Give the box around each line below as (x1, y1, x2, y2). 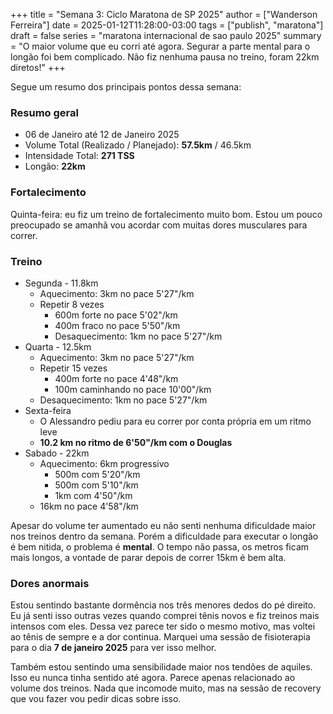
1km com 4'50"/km (54, 489, 133, 501)
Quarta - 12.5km (24, 340, 92, 353)
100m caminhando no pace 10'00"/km (54, 383, 212, 395)
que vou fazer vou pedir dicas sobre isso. (10, 693, 182, 705)
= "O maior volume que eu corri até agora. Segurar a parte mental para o (10, 40, 311, 52)
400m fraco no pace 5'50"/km (54, 319, 181, 331)
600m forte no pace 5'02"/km (54, 309, 178, 321)
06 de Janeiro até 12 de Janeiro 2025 (24, 129, 180, 141)
